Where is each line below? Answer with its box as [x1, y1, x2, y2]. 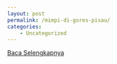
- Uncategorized [19, 29, 68, 37]
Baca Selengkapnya [7, 49, 65, 57]
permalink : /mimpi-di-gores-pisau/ [7, 17, 111, 24]
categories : [7, 23, 42, 30]
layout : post [7, 10, 45, 17]
